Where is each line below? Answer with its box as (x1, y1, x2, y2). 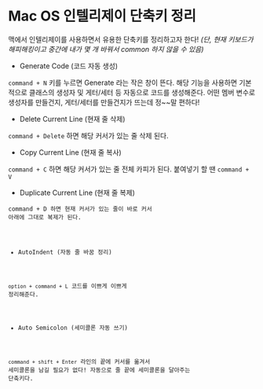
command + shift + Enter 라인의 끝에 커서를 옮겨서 (8, 358, 151, 366)
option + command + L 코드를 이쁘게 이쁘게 (8, 282, 127, 290)
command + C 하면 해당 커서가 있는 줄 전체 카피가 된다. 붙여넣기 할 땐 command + (8, 164, 250, 174)
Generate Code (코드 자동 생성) (19, 61, 119, 71)
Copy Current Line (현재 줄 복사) (19, 147, 122, 157)
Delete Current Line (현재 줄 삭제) (19, 114, 126, 123)
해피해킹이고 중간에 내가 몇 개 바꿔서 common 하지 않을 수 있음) (8, 44, 204, 53)
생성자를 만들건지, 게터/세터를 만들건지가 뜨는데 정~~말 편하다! (8, 97, 200, 107)
